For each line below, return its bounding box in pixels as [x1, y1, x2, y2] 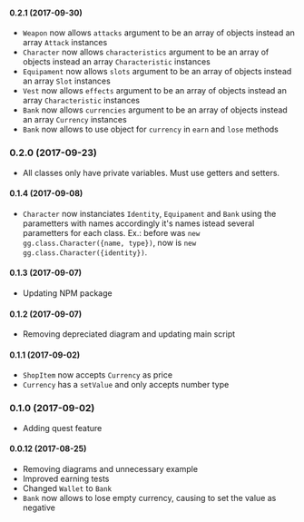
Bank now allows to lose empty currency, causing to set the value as [22, 492, 277, 503]
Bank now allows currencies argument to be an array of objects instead [22, 104, 288, 115]
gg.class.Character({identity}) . [22, 246, 148, 258]
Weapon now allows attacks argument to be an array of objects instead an [22, 27, 295, 38]
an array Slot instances [22, 75, 111, 86]
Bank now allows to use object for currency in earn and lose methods [22, 123, 279, 135]
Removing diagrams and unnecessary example [22, 463, 198, 474]
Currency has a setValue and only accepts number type [22, 379, 230, 390]
